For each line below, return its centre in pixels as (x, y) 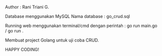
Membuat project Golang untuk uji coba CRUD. (52, 40)
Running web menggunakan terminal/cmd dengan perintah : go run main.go (81, 26)
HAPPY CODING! (22, 49)
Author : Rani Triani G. (27, 7)
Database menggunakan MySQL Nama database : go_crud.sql (68, 16)
